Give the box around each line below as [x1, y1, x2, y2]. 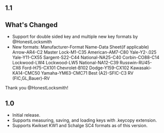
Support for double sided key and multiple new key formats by [12, 34, 138, 40]
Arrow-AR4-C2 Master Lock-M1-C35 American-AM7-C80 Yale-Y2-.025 [12, 49, 157, 55]
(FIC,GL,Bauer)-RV [12, 76, 50, 81]
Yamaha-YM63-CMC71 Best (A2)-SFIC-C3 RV [41, 70, 134, 76]
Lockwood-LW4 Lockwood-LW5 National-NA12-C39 [12, 60, 119, 66]
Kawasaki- [130, 65, 152, 71]
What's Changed [5, 21, 58, 29]
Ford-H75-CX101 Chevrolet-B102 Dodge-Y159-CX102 [22, 65, 130, 71]
